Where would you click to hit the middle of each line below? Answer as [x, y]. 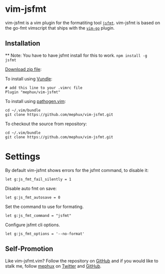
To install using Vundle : [29, 79]
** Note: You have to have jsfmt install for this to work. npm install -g [76, 55]
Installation [23, 44]
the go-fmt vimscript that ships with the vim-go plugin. [60, 28]
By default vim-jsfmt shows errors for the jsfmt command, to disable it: [77, 170]
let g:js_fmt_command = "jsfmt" [38, 215]
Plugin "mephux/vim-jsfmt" [33, 92]
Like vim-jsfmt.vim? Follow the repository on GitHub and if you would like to [82, 261]
